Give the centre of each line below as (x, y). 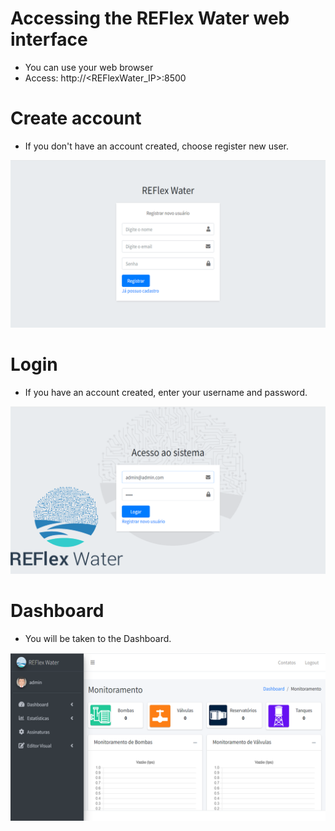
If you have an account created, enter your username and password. (166, 392)
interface (49, 39)
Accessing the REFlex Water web (150, 18)
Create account (76, 118)
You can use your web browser (89, 67)
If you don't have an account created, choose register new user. (156, 146)
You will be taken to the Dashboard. (98, 638)
